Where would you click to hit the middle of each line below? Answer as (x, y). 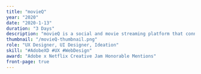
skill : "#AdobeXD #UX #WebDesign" (49, 51)
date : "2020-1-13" (29, 23)
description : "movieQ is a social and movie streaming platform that (95, 34)
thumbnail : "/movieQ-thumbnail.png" (52, 39)
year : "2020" (22, 17)
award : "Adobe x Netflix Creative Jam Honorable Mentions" (81, 56)
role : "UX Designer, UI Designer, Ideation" (63, 45)
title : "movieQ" (26, 12)
